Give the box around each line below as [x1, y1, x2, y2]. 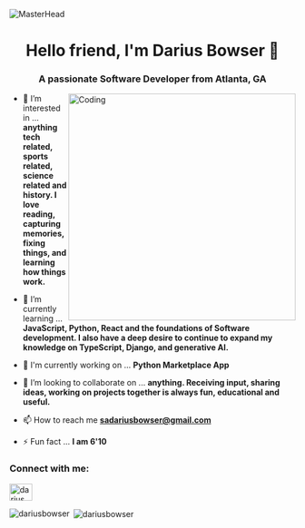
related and [22, 180, 67, 191]
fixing [22, 238, 45, 249]
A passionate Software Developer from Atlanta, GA [38, 73, 267, 85]
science [22, 171, 54, 181]
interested [22, 103, 61, 113]
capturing [22, 219, 62, 230]
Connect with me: [9, 463, 90, 475]
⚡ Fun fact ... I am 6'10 [22, 436, 107, 447]
